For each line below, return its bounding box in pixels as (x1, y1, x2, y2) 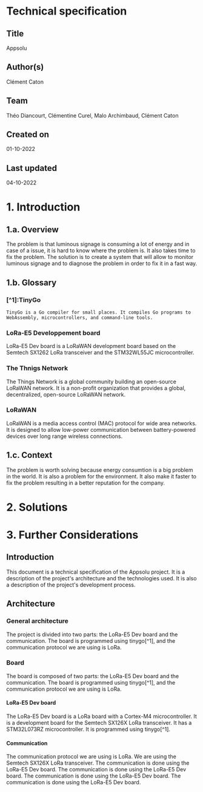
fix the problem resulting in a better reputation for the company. (6, 479, 165, 486)
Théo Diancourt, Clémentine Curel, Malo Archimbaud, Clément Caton (6, 112, 179, 119)
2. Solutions (6, 500, 68, 514)
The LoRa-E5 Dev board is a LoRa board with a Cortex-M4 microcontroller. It (6, 713, 197, 720)
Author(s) (6, 62, 44, 72)
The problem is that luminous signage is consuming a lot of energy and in (6, 241, 190, 248)
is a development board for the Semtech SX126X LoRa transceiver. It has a (6, 719, 192, 727)
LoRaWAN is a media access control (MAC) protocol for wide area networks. (6, 420, 197, 427)
